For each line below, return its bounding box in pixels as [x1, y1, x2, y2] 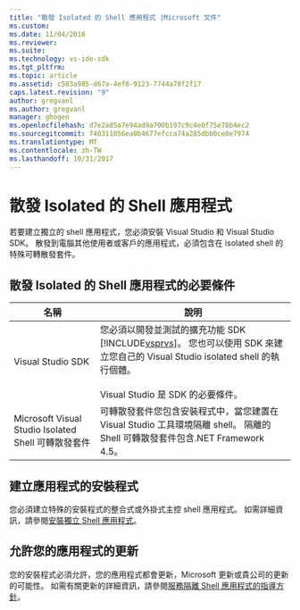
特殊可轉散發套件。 [9, 249, 80, 260]
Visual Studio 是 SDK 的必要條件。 [99, 389, 244, 401]
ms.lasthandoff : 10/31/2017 [9, 154, 114, 163]
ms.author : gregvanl [9, 104, 87, 113]
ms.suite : [9, 46, 46, 55]
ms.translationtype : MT [9, 138, 98, 146]
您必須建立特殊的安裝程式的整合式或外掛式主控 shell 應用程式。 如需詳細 [9, 504, 276, 514]
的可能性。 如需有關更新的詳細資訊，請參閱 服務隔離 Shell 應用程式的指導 [9, 580, 277, 590]
